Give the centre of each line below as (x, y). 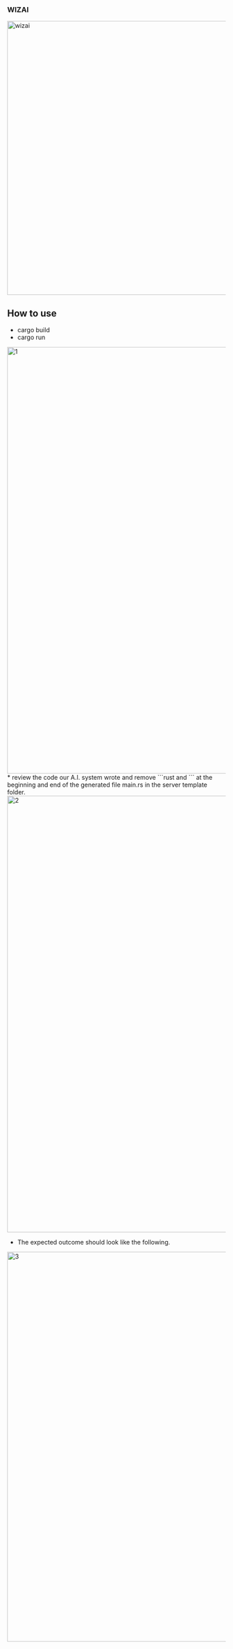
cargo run (31, 337)
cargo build (33, 330)
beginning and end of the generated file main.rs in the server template (107, 785)
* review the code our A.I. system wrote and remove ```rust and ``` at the (110, 778)
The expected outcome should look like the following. (94, 1242)
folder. (16, 792)
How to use (32, 313)
